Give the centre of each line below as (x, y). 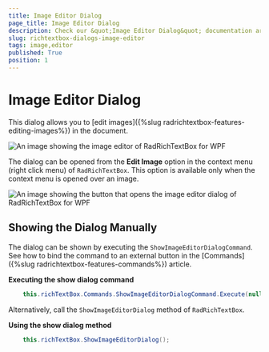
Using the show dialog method (60, 325)
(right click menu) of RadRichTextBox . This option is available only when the (132, 170)
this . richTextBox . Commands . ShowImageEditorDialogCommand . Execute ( (136, 294)
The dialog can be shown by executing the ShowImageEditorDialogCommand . (130, 247)
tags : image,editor (41, 46)
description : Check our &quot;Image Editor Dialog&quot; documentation (130, 30)
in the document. (100, 130)
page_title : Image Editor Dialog (64, 23)
